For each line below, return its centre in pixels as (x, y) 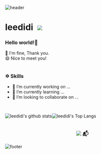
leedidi (19, 27)
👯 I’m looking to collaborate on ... (45, 97)
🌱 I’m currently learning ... (38, 92)
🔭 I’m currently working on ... (41, 87)
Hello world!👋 (22, 43)
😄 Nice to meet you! (26, 58)
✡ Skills (14, 76)
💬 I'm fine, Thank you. (27, 53)
